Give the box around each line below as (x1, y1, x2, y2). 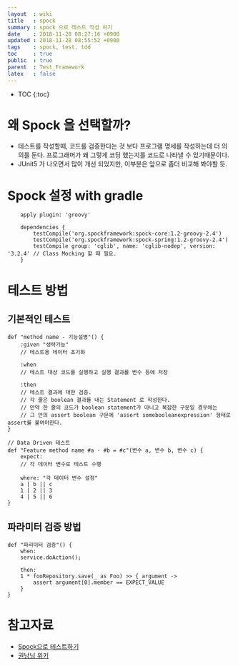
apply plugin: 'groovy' (20, 211, 91, 218)
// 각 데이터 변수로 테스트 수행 (20, 461, 102, 468)
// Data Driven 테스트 (7, 440, 71, 447)
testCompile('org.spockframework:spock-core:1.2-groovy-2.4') (33, 230, 222, 238)
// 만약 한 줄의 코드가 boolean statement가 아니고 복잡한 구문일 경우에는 (20, 404, 218, 411)
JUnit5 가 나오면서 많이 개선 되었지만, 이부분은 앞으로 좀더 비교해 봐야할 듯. (17, 160, 227, 168)
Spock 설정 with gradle (7, 187, 144, 203)
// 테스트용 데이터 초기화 (20, 349, 86, 356)
